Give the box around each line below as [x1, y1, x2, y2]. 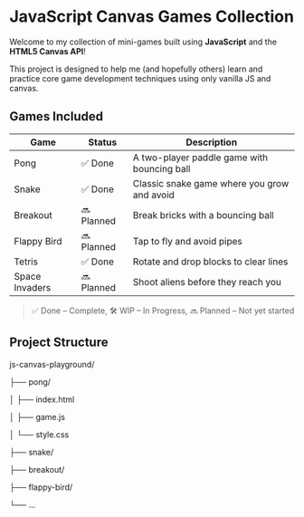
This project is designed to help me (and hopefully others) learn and [9, 63, 263, 74]
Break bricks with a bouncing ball [132, 208, 274, 221]
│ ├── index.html [9, 394, 75, 405]
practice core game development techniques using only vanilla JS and [9, 72, 271, 83]
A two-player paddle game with [132, 151, 269, 164]
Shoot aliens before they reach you [132, 275, 282, 288]
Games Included [9, 109, 104, 124]
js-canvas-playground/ [9, 359, 95, 369]
